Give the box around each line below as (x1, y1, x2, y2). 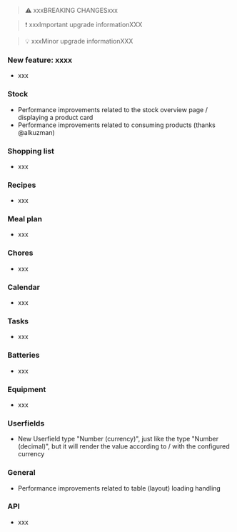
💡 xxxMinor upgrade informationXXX (24, 37, 133, 45)
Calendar (7, 282, 41, 292)
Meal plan (7, 214, 43, 224)
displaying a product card (17, 113, 94, 121)
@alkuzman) (17, 128, 55, 136)
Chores (7, 248, 34, 258)
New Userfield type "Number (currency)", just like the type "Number (17, 435, 219, 443)
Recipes (7, 180, 36, 190)
